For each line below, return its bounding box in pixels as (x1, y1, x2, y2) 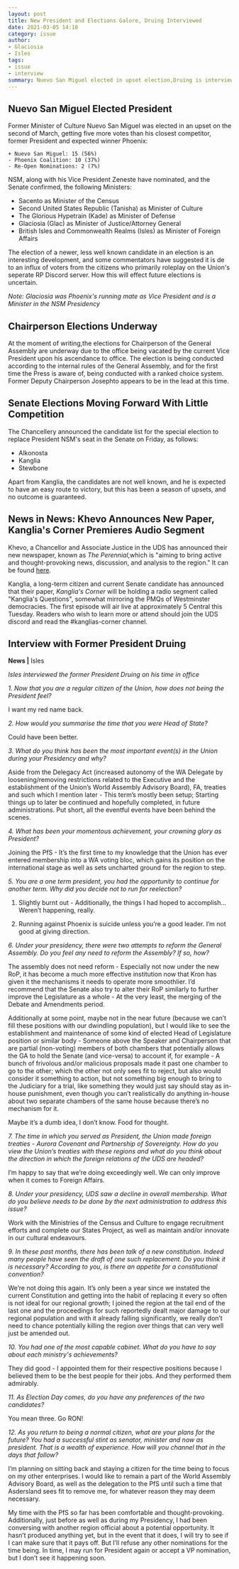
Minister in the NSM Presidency (8, 300, 100, 308)
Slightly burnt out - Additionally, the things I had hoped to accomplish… (18, 898, 226, 907)
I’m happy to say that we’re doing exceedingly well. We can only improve (8, 1168, 221, 1177)
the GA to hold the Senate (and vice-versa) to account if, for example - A (8, 1052, 221, 1060)
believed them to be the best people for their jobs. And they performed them (8, 1372, 231, 1380)
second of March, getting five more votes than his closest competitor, (8, 129, 211, 138)
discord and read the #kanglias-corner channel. (8, 617, 148, 626)
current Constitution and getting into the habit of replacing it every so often (8, 1291, 228, 1300)
